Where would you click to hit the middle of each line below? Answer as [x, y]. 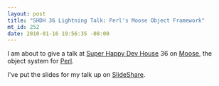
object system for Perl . [41, 61]
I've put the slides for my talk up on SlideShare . [76, 75]
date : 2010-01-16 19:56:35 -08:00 [59, 33]
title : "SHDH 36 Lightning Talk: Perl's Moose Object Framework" [106, 20]
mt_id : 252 [23, 27]
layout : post [27, 14]
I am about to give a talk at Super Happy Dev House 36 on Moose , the [109, 54]
